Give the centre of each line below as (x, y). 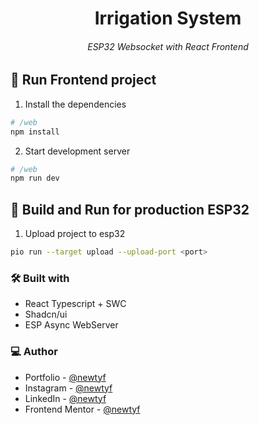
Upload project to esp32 (75, 234)
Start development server (77, 151)
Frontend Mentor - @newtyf (82, 409)
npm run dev (35, 178)
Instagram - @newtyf (68, 388)
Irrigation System (168, 18)
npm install (35, 132)
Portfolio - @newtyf (65, 377)
